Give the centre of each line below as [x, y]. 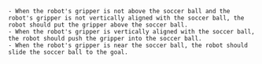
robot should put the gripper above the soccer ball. [98, 25]
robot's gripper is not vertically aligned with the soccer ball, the [126, 18]
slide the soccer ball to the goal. [68, 52]
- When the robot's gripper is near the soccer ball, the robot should [128, 45]
